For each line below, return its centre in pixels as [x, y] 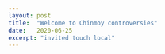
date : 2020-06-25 [40, 30]
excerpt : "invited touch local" [61, 38]
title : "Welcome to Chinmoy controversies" [83, 23]
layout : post [30, 15]
